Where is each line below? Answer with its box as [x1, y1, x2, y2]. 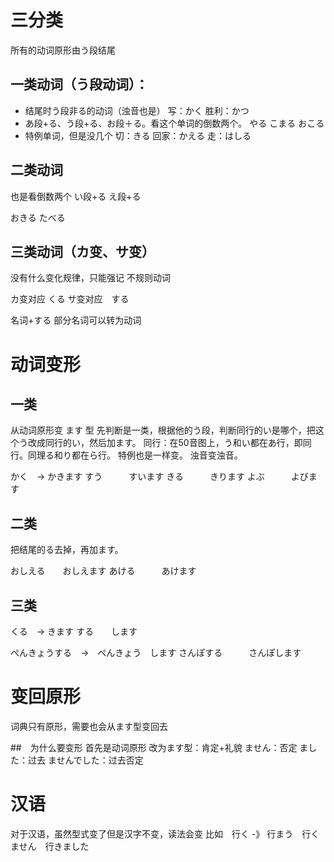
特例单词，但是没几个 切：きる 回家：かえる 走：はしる [24, 129, 252, 141]
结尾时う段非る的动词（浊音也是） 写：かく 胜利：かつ [24, 104, 250, 116]
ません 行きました [10, 840, 90, 852]
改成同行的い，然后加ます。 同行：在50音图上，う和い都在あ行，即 [27, 437, 303, 449]
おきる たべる [10, 211, 66, 223]
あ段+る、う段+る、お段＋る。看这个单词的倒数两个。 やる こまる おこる [24, 117, 325, 129]
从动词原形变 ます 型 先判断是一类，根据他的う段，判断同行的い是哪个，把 [10, 424, 316, 436]
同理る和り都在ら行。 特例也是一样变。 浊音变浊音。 [27, 449, 243, 461]
